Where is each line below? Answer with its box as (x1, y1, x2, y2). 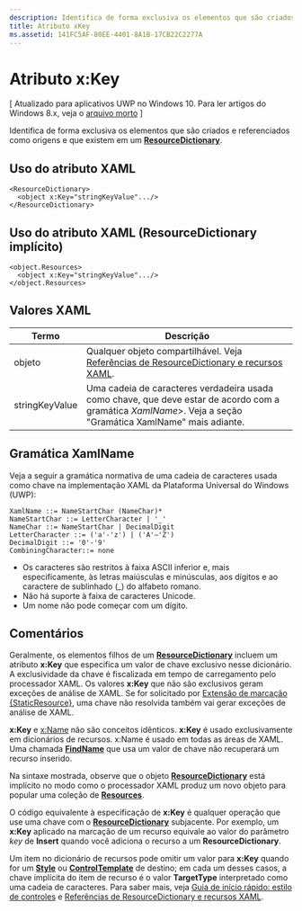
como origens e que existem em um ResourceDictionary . (9, 135, 223, 146)
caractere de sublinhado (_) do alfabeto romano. (22, 581, 201, 592)
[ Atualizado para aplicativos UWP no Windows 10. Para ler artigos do (9, 98, 267, 109)
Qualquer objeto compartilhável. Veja (86, 344, 243, 357)
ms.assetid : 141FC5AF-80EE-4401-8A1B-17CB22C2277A (9, 30, 203, 39)
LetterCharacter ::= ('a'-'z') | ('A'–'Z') (9, 530, 175, 540)
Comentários (9, 626, 84, 641)
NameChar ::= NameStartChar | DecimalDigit (9, 522, 175, 531)
